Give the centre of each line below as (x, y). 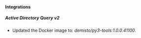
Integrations (18, 7)
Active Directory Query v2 (32, 18)
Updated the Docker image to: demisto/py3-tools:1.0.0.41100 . (74, 30)
